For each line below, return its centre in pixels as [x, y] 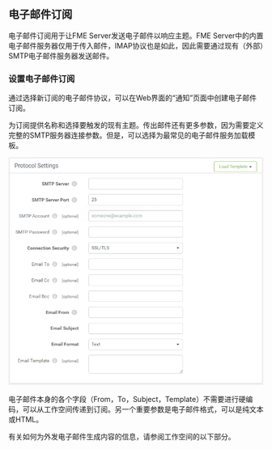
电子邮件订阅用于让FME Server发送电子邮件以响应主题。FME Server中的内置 [136, 36]
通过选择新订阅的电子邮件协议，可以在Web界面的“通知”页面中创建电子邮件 [133, 98]
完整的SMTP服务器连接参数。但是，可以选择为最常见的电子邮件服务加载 [128, 135]
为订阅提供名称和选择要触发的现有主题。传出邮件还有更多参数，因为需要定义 [136, 125]
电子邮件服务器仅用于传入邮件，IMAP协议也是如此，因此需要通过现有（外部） [136, 45]
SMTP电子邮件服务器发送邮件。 [61, 56]
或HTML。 [26, 419]
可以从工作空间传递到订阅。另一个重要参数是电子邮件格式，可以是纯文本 [143, 409]
